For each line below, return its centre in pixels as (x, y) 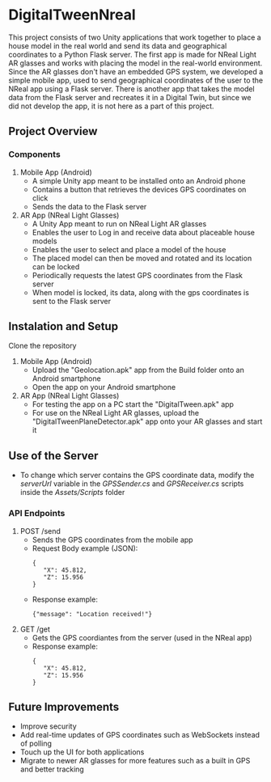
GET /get (35, 629)
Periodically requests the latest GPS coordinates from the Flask (138, 275)
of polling (36, 744)
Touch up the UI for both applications (82, 752)
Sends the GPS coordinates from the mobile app (112, 539)
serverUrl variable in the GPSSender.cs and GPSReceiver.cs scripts (132, 484)
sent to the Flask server (72, 301)
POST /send (40, 530)
